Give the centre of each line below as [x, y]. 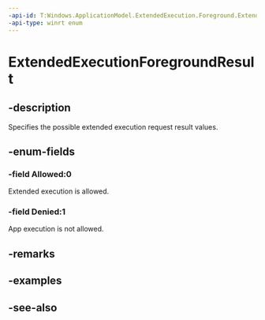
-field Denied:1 [37, 212]
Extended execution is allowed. [59, 191]
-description [39, 108]
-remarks [32, 254]
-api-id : [22, 15]
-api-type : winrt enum [45, 23]
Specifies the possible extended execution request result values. [113, 126]
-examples [35, 281]
